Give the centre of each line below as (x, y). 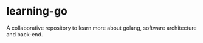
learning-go (37, 11)
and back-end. (25, 34)
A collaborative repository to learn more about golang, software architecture (101, 28)
